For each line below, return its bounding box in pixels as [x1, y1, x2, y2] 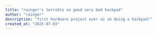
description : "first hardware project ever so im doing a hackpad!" [5, 16, 152, 21]
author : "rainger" [5, 12, 44, 17]
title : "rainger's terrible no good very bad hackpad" [5, 7, 123, 12]
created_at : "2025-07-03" [5, 21, 60, 26]
